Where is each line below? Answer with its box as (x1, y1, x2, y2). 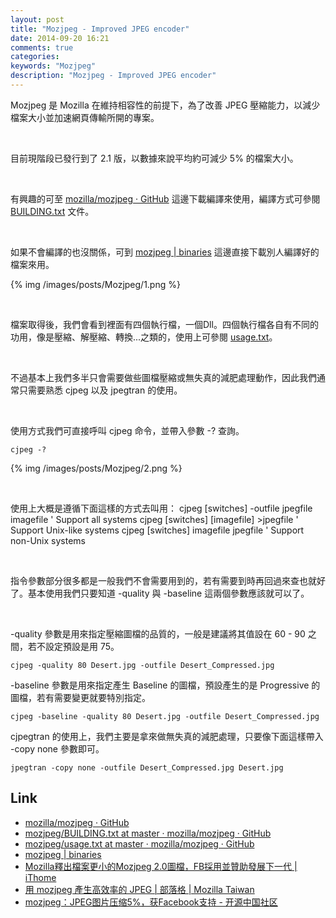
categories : (10, 52, 60, 62)
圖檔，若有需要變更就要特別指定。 (10, 691, 151, 703)
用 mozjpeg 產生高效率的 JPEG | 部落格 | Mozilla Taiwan (24, 883, 255, 895)
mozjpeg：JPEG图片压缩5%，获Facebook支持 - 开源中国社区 (24, 896, 278, 908)
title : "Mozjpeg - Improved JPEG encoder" (10, 24, 190, 34)
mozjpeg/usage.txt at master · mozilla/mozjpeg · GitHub (24, 837, 255, 850)
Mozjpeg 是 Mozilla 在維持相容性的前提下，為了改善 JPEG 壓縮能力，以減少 (10, 99, 321, 111)
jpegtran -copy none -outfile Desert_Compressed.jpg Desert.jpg (10, 762, 284, 773)
